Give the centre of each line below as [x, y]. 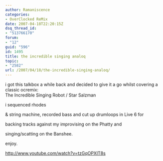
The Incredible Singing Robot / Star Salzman [51, 95]
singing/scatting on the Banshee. [39, 134]
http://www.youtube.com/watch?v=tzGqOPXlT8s [55, 153]
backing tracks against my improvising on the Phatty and [64, 124]
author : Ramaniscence [28, 10]
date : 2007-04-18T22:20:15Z [34, 24]
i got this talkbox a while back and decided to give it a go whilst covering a [81, 84]
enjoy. [11, 143]
